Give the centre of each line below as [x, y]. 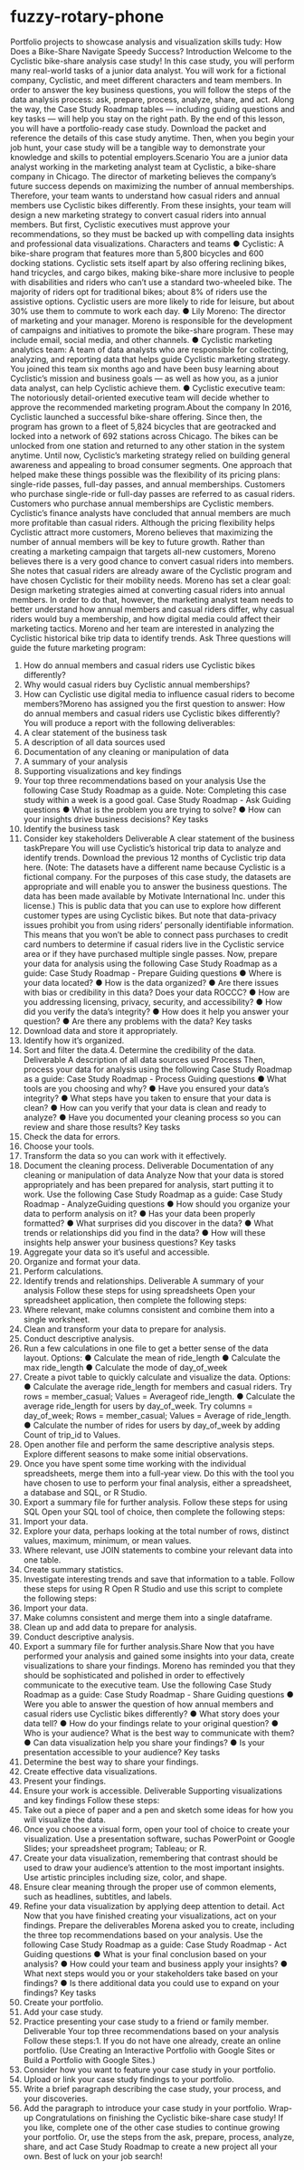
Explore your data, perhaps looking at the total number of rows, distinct [156, 1531]
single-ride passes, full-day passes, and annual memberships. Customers [148, 484]
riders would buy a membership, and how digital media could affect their [146, 618]
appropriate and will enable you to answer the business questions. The [155, 886]
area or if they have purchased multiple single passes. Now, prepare [150, 953]
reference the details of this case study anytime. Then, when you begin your [152, 138]
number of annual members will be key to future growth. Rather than [138, 541]
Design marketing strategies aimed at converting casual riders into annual [148, 589]
